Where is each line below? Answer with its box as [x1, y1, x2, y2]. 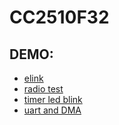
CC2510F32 [9, 6, 110, 29]
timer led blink [23, 94, 83, 105]
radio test [23, 83, 64, 95]
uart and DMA [23, 104, 82, 116]
